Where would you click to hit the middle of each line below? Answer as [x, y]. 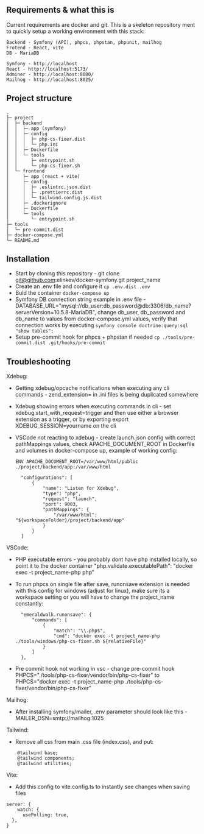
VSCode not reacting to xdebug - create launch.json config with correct [105, 437]
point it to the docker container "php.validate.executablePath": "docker [104, 566]
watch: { [28, 810]
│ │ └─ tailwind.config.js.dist [54, 197]
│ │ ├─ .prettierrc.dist [45, 192]
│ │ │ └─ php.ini [33, 144]
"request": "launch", [70, 499]
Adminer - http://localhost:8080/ [50, 74]
